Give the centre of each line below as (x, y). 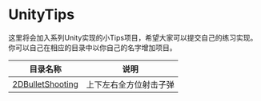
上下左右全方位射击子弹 (130, 84)
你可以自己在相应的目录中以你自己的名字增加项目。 (92, 47)
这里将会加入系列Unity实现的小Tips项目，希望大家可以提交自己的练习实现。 (133, 37)
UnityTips (41, 15)
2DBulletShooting (45, 84)
